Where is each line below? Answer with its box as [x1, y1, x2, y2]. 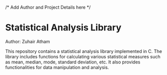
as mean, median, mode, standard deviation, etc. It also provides [5, 59, 141, 65]
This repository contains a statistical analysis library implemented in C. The [5, 48, 162, 54]
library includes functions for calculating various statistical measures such [5, 53, 161, 59]
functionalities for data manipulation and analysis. [5, 64, 109, 70]
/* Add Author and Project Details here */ [5, 5, 91, 10]
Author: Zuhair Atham [5, 38, 50, 44]
